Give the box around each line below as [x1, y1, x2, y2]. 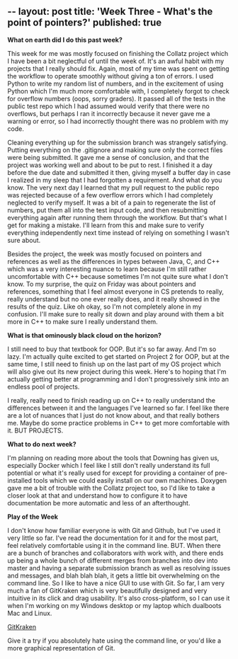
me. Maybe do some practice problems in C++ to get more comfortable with [7, 418, 230, 427]
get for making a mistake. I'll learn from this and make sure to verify [7, 221, 205, 229]
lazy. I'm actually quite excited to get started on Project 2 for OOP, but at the [7, 352, 230, 360]
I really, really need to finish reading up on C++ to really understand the [7, 396, 216, 404]
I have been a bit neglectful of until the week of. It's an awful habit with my [7, 57, 225, 65]
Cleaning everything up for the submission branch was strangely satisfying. [7, 138, 228, 147]
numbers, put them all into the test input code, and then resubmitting [7, 205, 208, 214]
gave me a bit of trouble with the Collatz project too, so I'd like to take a [7, 483, 215, 492]
